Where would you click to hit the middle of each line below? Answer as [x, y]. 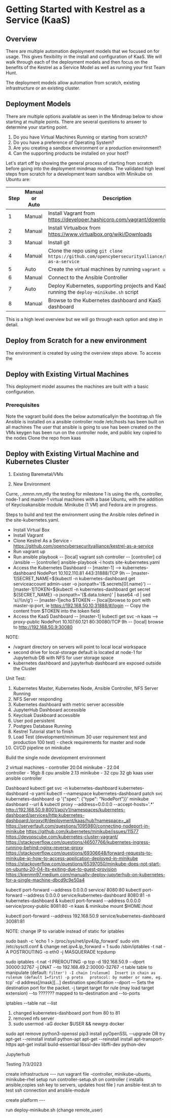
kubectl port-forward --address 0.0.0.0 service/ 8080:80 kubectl [74, 890]
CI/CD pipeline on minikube [42, 748]
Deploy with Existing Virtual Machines [67, 374]
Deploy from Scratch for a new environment [76, 341]
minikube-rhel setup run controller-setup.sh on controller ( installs [75, 1079]
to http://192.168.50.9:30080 [43, 627]
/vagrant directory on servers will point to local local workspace [80, 647]
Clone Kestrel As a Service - [43, 540]
